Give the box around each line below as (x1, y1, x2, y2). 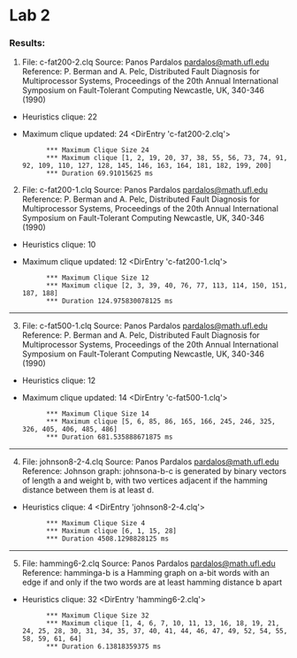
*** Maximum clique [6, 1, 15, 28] (45, 527, 177, 536)
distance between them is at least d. (21, 485, 155, 495)
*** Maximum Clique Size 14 (45, 409, 149, 418)
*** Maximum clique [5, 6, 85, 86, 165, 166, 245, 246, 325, (45, 417, 276, 426)
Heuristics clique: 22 (21, 111, 97, 122)
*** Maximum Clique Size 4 (45, 519, 146, 528)
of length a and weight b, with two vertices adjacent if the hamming (21, 475, 268, 486)
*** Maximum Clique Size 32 (45, 611, 149, 620)
